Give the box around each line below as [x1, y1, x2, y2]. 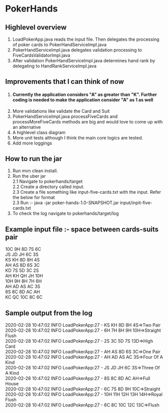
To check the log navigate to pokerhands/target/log [12, 210, 119, 216]
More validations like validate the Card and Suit [12, 108, 110, 114]
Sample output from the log [5, 309, 93, 317]
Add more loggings [12, 140, 52, 146]
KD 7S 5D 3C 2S [5, 267, 39, 273]
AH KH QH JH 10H [5, 273, 44, 279]
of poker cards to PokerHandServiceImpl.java [12, 42, 107, 48]
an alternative [12, 124, 41, 130]
